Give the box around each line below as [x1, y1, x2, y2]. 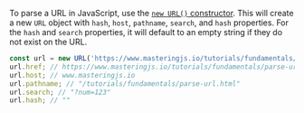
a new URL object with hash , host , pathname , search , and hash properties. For [9, 17, 290, 28]
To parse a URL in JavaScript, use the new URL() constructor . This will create [9, 8, 294, 18]
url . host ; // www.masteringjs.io [9, 71, 136, 80]
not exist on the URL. [9, 36, 88, 47]
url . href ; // [9, 62, 59, 71]
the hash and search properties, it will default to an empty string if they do [9, 27, 283, 37]
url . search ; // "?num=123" [9, 88, 111, 97]
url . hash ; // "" [9, 96, 71, 105]
